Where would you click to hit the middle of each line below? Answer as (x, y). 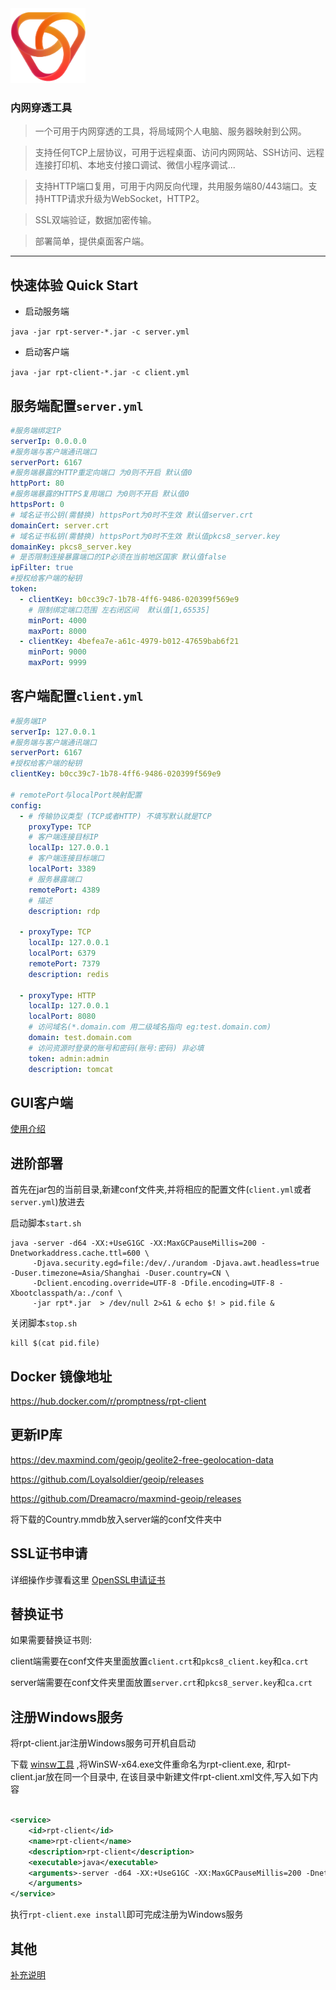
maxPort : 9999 (57, 663)
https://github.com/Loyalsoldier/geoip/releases (107, 1479)
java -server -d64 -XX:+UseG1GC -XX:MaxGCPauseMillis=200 (133, 1243)
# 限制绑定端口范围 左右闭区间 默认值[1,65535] (119, 610)
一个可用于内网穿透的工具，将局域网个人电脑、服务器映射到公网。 (170, 131)
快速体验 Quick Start (74, 285)
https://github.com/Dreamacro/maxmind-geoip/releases (126, 1498)
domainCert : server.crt (60, 525)
